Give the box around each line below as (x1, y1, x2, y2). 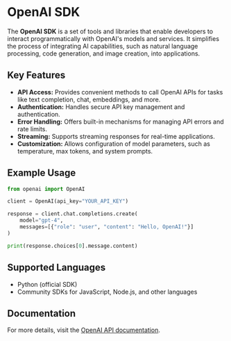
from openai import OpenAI (7, 185, 85, 192)
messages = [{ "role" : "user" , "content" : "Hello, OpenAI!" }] (19, 224, 194, 231)
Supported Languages (7, 262, 106, 274)
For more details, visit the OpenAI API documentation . (7, 326, 161, 334)
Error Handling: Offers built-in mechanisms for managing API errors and (17, 117, 224, 126)
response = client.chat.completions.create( (7, 210, 138, 217)
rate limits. (17, 124, 47, 133)
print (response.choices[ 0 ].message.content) (7, 242, 138, 249)
